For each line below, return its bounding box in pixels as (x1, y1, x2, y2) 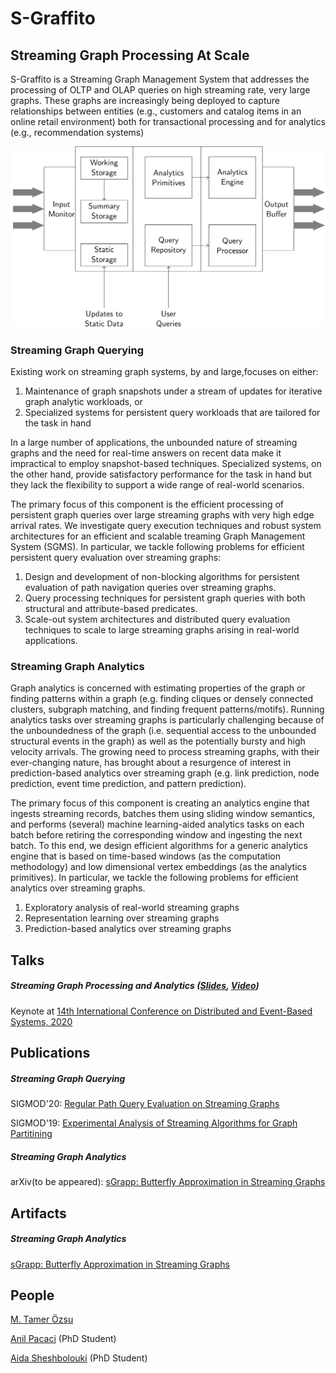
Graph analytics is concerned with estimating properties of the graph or (10, 682, 306, 694)
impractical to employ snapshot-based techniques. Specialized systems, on (10, 458, 322, 470)
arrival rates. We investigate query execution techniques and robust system (10, 520, 322, 532)
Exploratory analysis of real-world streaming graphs (24, 902, 240, 914)
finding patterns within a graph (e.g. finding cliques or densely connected (10, 693, 314, 705)
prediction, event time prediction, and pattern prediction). (10, 778, 247, 790)
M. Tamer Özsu (10, 1313, 74, 1326)
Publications (10, 1045, 91, 1062)
